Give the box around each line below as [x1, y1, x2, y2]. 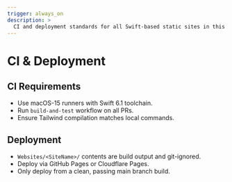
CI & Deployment [7, 53, 106, 69]
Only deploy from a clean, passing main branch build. [17, 167, 170, 176]
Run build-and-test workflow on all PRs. [17, 106, 134, 115]
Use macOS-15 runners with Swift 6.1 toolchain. [17, 99, 153, 108]
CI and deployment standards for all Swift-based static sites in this [13, 23, 226, 30]
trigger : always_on [7, 10, 64, 17]
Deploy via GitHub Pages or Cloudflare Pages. [17, 160, 149, 168]
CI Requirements [7, 81, 81, 92]
